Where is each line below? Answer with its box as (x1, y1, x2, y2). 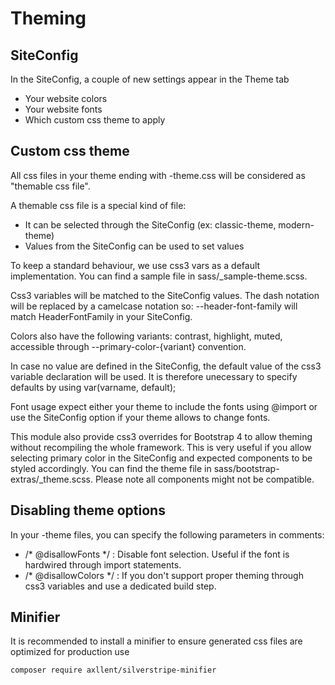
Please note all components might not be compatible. (94, 473, 315, 485)
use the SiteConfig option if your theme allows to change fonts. (10, 411, 271, 423)
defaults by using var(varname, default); (10, 381, 177, 393)
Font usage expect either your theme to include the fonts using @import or (10, 400, 318, 412)
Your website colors (24, 93, 108, 104)
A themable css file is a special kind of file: (10, 199, 187, 211)
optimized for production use (10, 646, 130, 658)
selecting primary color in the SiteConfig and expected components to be (10, 452, 313, 464)
